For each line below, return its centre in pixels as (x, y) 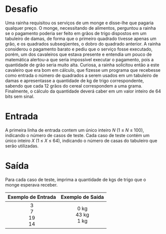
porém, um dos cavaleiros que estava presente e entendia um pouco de (79, 54)
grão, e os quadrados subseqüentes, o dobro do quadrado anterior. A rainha (83, 44)
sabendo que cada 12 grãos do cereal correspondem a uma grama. (74, 86)
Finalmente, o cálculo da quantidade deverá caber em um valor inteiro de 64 (83, 91)
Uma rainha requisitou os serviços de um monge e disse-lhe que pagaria (79, 23)
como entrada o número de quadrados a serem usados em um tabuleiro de (82, 75)
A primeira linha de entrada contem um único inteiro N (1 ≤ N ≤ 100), (75, 130)
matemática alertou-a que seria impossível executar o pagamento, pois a (80, 59)
